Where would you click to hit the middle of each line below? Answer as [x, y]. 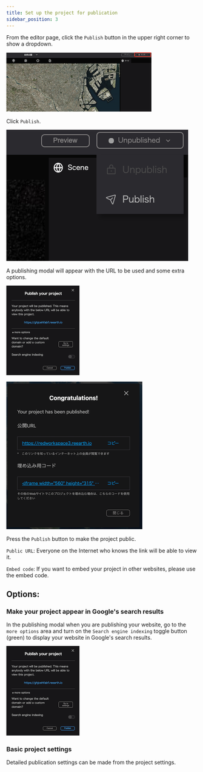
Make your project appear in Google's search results [85, 611]
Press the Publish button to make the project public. [71, 539]
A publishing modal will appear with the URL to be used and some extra [95, 271]
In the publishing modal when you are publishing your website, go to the [96, 625]
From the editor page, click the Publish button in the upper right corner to [98, 37]
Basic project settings [39, 750]
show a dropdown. [30, 44]
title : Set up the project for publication [62, 13]
